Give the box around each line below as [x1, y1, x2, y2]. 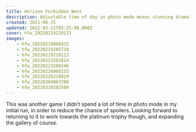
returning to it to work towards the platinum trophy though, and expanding [6, 113, 184, 120]
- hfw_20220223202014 [16, 57, 69, 63]
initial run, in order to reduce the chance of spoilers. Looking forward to [6, 106, 178, 114]
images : [6, 36, 25, 41]
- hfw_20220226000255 [16, 68, 69, 74]
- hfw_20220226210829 [16, 74, 69, 79]
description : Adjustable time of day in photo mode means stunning [6, 14, 174, 20]
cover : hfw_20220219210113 [6, 30, 72, 36]
